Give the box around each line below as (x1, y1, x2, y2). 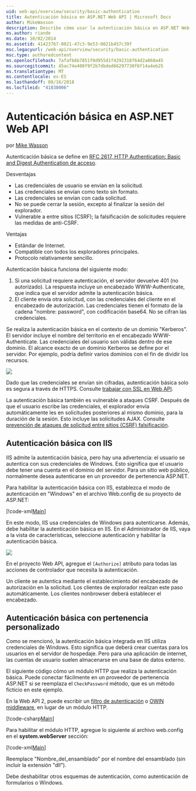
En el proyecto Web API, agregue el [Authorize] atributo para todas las (6, 560, 177, 567)
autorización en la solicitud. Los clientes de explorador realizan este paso (6, 583, 183, 591)
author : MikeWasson (6, 19, 54, 25)
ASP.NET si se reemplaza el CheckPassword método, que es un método (6, 680, 175, 687)
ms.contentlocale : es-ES (6, 74, 67, 80)
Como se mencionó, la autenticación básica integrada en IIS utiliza (6, 638, 167, 645)
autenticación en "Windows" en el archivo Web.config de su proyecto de (6, 490, 181, 497)
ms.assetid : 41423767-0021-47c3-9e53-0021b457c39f (6, 42, 132, 47)
